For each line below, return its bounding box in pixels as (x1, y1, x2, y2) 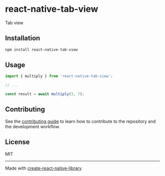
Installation (5, 34, 40, 42)
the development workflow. (5, 123, 60, 129)
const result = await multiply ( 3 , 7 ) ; (5, 92, 84, 97)
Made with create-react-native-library (5, 165, 82, 171)
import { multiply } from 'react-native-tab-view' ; (5, 74, 113, 79)
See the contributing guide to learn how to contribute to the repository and (5, 118, 156, 124)
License (5, 138, 30, 146)
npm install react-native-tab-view (5, 47, 78, 52)
